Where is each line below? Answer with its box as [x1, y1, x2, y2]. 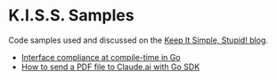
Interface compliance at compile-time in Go [20, 52, 181, 62]
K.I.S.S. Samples [8, 5, 134, 26]
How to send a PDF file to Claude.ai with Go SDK [20, 61, 200, 72]
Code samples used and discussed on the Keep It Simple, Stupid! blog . [8, 35, 269, 45]
